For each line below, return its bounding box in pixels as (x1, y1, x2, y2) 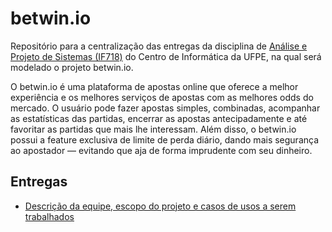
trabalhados (24, 210, 75, 222)
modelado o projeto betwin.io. (10, 61, 134, 73)
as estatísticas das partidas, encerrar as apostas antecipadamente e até (10, 112, 308, 124)
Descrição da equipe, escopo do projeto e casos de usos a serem (24, 200, 297, 212)
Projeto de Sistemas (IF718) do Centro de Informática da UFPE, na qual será (10, 50, 322, 62)
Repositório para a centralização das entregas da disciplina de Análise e (10, 40, 308, 52)
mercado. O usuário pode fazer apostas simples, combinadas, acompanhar (10, 102, 321, 114)
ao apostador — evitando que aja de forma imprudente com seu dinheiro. (10, 144, 313, 156)
